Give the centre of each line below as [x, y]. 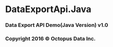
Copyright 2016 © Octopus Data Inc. [50, 39]
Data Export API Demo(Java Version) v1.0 [57, 25]
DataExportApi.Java [48, 9]
